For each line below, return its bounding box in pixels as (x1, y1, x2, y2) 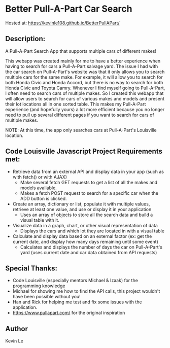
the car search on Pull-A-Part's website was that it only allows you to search (5, 68, 165, 75)
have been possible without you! (12, 294, 81, 300)
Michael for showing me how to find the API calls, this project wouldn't (12, 288, 160, 294)
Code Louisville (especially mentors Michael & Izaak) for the (12, 277, 138, 284)
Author (5, 324, 28, 333)
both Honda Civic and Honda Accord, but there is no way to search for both (5, 79, 163, 85)
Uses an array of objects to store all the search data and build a (20, 212, 153, 218)
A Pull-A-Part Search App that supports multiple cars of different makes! (5, 48, 156, 54)
